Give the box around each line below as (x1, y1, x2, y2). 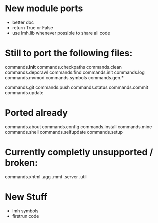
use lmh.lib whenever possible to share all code (12, 30, 111, 36)
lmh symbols (12, 208, 39, 214)
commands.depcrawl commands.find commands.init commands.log (5, 69, 145, 75)
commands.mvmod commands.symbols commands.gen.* (5, 74, 124, 80)
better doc (12, 19, 34, 25)
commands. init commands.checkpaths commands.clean (5, 64, 122, 70)
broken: (5, 157, 38, 168)
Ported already (5, 107, 68, 119)
